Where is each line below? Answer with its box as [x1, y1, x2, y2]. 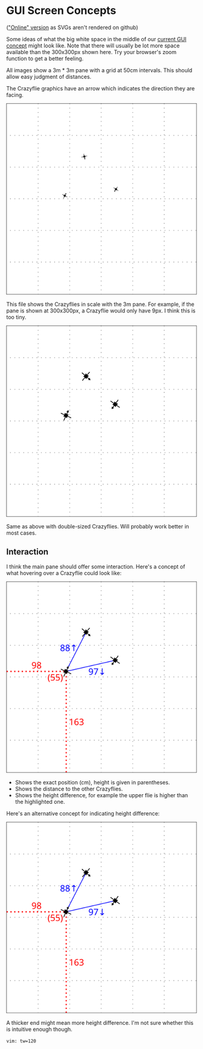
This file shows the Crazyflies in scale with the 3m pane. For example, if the [6, 300, 195, 308]
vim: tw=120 [6, 1038, 36, 1044]
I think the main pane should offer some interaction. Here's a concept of [6, 562, 185, 570]
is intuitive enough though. [6, 1025, 72, 1033]
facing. [6, 91, 24, 98]
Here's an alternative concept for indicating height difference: [6, 809, 160, 817]
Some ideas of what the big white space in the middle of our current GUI [6, 35, 187, 42]
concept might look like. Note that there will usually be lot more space [6, 42, 180, 49]
